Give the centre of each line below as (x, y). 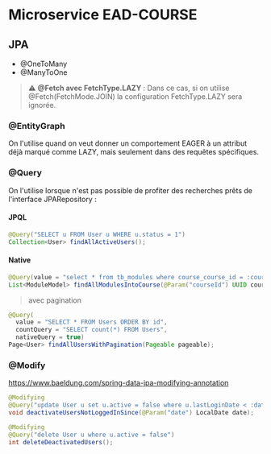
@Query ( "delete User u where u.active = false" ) (92, 435)
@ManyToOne (44, 72)
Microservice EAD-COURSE (103, 15)
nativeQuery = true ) (50, 337)
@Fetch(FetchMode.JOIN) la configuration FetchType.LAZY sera (135, 97)
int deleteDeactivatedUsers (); (61, 442)
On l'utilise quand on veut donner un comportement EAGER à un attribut (128, 143)
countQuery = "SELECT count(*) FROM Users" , (92, 330)
